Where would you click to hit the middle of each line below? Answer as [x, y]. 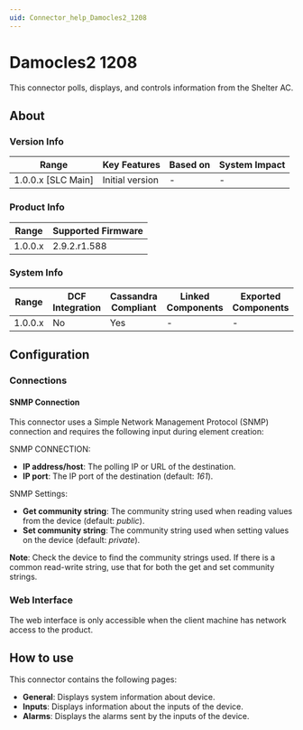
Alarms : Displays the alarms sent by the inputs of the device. [136, 716]
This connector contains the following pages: [93, 679]
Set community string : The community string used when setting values [156, 530]
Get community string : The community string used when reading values [157, 511]
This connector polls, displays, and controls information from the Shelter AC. [151, 88]
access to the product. [51, 630]
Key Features [131, 165]
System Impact [252, 165]
